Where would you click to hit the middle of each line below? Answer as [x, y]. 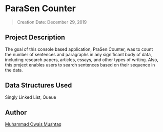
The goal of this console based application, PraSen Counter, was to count [79, 49]
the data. [14, 70]
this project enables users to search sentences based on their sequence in [80, 65]
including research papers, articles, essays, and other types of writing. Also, [82, 60]
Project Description [35, 37]
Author [16, 112]
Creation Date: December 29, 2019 [52, 22]
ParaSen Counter [41, 9]
